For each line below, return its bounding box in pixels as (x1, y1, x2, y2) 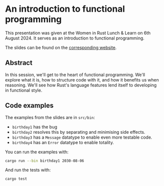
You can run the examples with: (5, 149, 69, 155)
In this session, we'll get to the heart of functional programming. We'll (5, 72, 145, 78)
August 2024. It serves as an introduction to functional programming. (5, 35, 144, 41)
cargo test (5, 177, 27, 182)
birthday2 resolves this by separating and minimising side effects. (12, 129, 145, 135)
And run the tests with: (5, 167, 51, 173)
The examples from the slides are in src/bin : (5, 114, 95, 120)
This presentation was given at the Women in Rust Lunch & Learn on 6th (5, 30, 151, 36)
